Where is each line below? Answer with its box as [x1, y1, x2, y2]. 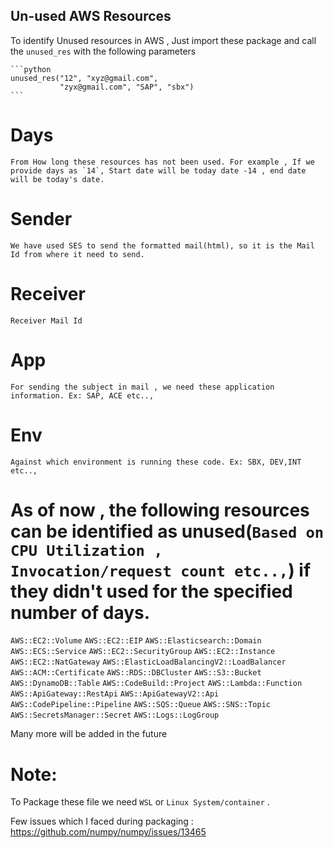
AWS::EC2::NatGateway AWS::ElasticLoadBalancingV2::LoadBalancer [10, 657, 287, 668]
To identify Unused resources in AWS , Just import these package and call [10, 34, 317, 46]
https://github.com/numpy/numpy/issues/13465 [10, 826, 207, 838]
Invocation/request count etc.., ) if [10, 559, 312, 581]
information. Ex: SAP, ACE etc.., [10, 390, 155, 401]
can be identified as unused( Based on [10, 520, 325, 543]
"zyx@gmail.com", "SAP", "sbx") [59, 82, 195, 92]
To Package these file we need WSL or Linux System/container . [10, 796, 270, 808]
